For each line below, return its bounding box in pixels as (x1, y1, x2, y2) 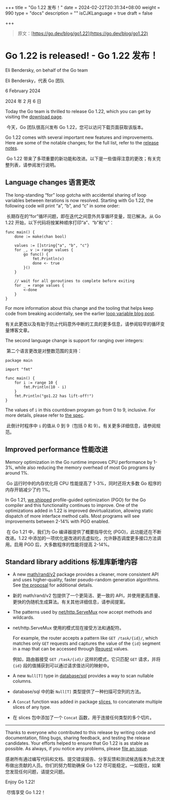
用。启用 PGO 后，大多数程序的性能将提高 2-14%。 (5, 541, 112, 548)
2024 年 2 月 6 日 (5, 98, 41, 104)
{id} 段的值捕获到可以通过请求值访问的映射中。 (12, 663, 112, 669)
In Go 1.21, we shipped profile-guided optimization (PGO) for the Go (5, 496, 146, 503)
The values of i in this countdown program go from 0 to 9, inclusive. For (5, 407, 156, 413)
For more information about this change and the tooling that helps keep (5, 305, 154, 311)
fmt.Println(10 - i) (23, 384, 67, 389)
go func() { (23, 251, 49, 257)
